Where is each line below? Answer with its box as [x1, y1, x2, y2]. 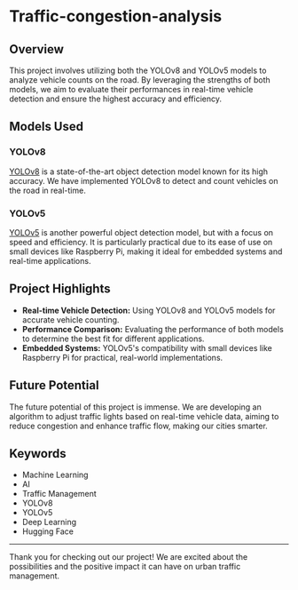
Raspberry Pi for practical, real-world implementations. [21, 352, 223, 363]
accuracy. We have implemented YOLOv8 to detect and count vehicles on [9, 175, 278, 186]
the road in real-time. [9, 185, 86, 195]
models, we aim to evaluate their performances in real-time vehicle [9, 84, 254, 94]
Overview [9, 42, 65, 57]
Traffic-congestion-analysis [9, 6, 223, 27]
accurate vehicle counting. [21, 314, 120, 325]
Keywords [9, 446, 67, 461]
